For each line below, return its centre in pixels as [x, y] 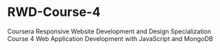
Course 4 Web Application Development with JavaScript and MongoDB [110, 38]
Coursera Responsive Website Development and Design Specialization [109, 31]
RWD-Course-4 [54, 12]
